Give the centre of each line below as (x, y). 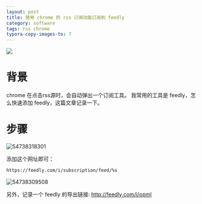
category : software (31, 23)
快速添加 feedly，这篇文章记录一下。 (57, 103)
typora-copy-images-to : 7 (39, 34)
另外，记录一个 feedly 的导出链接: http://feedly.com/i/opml (79, 194)
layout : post (23, 12)
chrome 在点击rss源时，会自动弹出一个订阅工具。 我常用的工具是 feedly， (98, 95)
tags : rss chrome (28, 29)
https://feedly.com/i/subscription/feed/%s (62, 170)
